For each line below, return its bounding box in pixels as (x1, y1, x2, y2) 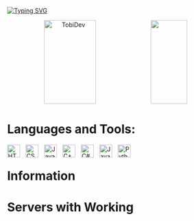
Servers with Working (7, 200, 134, 216)
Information (7, 168, 75, 184)
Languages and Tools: (7, 121, 136, 137)
